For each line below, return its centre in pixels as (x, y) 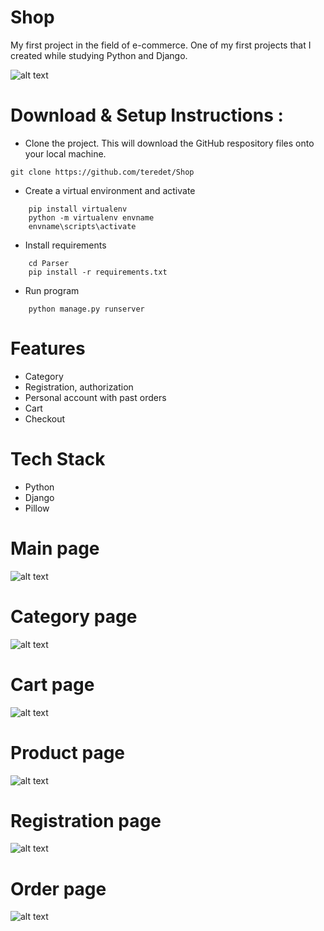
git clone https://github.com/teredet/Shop (102, 172)
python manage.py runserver (86, 309)
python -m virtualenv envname (91, 217)
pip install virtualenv (78, 209)
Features (48, 348)
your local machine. (65, 153)
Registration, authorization (79, 387)
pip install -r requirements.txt (98, 272)
